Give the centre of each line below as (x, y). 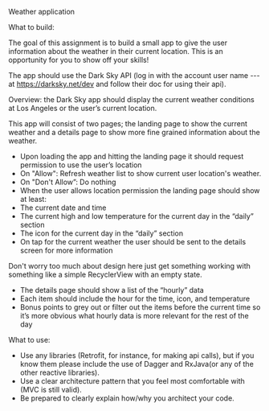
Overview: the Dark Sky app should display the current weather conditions (131, 99)
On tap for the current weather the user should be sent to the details (133, 242)
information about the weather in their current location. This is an (116, 51)
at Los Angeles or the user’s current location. (83, 108)
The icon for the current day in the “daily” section (101, 233)
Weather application (41, 12)
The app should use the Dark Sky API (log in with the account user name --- (134, 75)
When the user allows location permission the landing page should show (140, 191)
